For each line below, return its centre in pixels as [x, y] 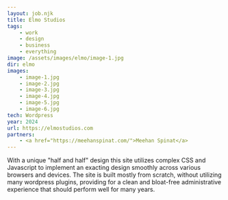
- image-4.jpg [39, 97]
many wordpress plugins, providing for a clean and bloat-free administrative [114, 182]
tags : [15, 26]
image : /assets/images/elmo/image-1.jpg [66, 58]
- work [29, 33]
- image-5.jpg [39, 103]
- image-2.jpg [39, 84]
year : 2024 [23, 122]
